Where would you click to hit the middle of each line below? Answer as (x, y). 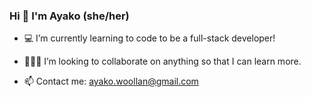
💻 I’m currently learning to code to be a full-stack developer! (149, 38)
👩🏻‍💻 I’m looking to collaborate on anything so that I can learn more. (162, 61)
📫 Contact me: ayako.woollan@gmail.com (111, 81)
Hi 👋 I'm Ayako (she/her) (69, 16)
